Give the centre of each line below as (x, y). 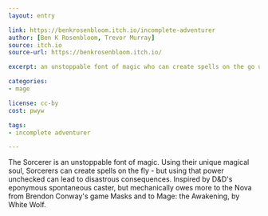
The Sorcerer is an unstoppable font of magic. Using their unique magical (129, 162)
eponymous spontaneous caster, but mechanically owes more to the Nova (130, 188)
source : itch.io (35, 45)
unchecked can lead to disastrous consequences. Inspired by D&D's (120, 179)
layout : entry (32, 16)
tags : (17, 125)
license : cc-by (33, 103)
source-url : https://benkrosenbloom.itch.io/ (85, 53)
